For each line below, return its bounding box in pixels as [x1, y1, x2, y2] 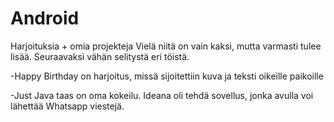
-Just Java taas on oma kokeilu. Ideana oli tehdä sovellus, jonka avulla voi [10, 89, 314, 101]
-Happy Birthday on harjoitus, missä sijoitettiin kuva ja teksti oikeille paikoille [10, 70, 324, 82]
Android [10, 7, 80, 30]
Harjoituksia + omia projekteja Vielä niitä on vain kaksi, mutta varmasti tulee [10, 40, 322, 52]
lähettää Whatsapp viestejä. [10, 100, 125, 112]
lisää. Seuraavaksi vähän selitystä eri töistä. [10, 50, 190, 62]
